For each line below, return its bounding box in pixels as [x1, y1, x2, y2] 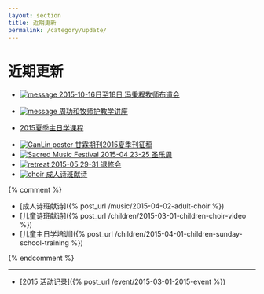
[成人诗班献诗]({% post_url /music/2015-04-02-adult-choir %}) [19, 201, 225, 211]
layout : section [8, 11, 61, 20]
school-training [19, 238, 69, 248]
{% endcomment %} [8, 253, 75, 263]
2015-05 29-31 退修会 [50, 160, 122, 169]
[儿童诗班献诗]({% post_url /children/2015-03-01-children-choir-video [19, 211, 247, 221]
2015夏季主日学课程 [19, 123, 84, 133]
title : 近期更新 [8, 19, 57, 27]
